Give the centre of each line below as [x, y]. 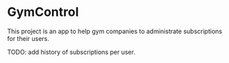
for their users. [28, 38]
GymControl [43, 12]
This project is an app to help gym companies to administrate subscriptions [115, 31]
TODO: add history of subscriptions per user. [71, 52]
